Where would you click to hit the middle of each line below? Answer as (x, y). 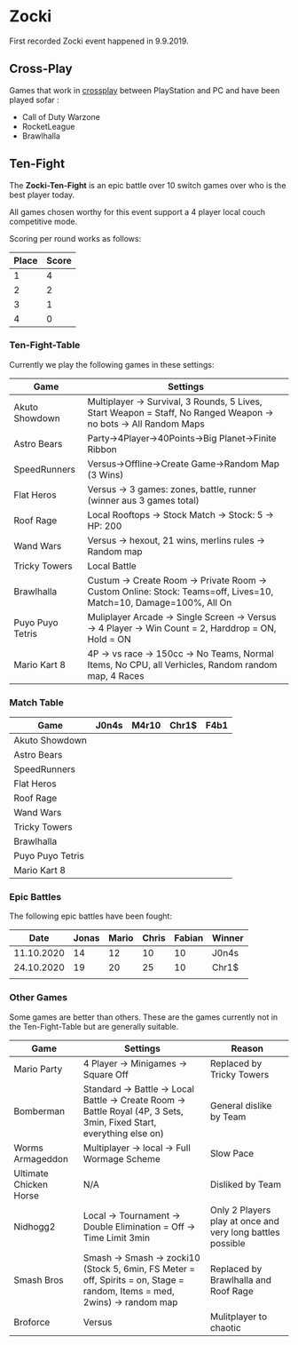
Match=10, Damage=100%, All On (160, 602)
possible (227, 1243)
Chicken (31, 1184)
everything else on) (123, 1133)
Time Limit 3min (117, 1238)
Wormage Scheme (122, 1158)
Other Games (39, 998)
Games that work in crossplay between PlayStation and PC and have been (145, 90)
